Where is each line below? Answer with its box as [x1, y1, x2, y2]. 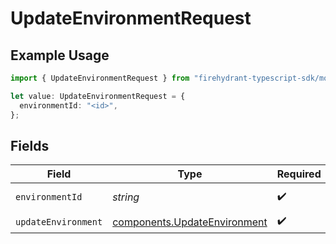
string [112, 190, 140, 204]
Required [276, 167, 322, 181]
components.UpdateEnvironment [112, 215, 268, 229]
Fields [10, 137, 50, 154]
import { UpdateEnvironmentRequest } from [10, 73, 190, 83]
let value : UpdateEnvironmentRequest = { [10, 91, 186, 101]
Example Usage [10, 47, 110, 64]
